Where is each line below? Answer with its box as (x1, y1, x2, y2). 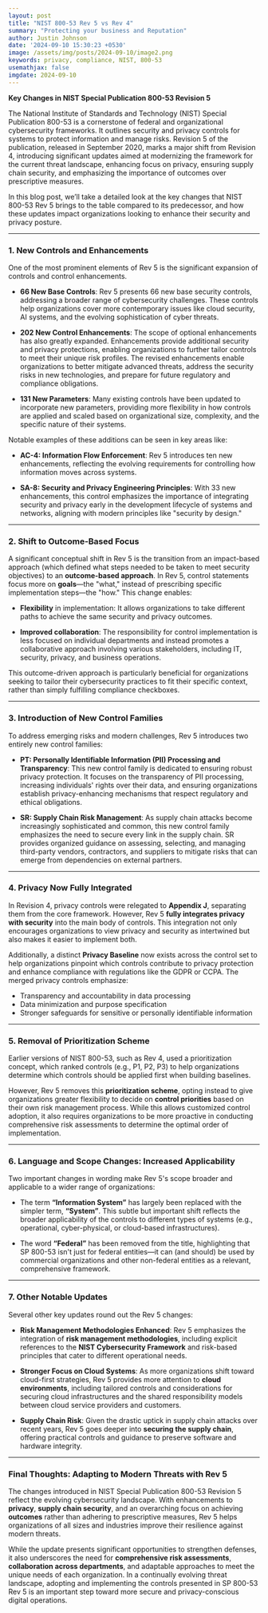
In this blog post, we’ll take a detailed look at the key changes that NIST (8, 192, 243, 201)
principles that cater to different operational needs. (19, 1350, 187, 1360)
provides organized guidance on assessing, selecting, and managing (19, 838, 246, 847)
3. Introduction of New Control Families (8, 712, 164, 723)
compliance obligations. (19, 378, 99, 388)
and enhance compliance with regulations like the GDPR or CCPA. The (8, 967, 239, 977)
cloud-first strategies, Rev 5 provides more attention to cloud (19, 1374, 222, 1384)
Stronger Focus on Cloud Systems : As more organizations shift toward (19, 1366, 254, 1376)
